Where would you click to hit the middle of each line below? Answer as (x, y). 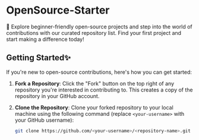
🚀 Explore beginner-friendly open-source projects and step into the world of (99, 27)
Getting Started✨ (39, 58)
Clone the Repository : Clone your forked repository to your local (94, 108)
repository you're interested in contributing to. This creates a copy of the (104, 90)
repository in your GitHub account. (57, 96)
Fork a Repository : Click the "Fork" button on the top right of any (94, 83)
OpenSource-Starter (58, 10)
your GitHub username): (44, 120)
